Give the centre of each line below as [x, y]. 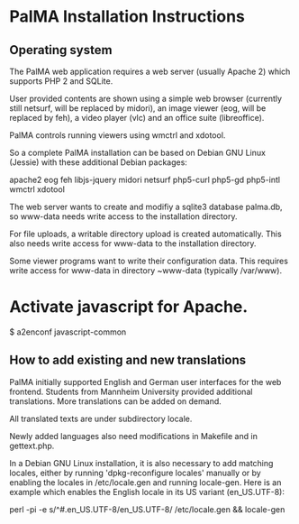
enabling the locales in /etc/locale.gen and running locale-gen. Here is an [145, 482]
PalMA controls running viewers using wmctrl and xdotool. [118, 135]
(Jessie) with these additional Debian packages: [98, 162]
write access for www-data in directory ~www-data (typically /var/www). [145, 271]
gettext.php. [32, 446]
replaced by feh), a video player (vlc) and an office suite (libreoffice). [137, 118]
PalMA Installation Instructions [127, 17]
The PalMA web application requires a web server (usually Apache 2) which [150, 71]
